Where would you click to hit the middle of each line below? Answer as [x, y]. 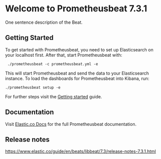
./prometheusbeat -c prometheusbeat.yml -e [53, 64]
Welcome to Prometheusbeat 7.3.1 [76, 9]
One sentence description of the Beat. [44, 22]
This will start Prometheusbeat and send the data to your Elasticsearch [77, 73]
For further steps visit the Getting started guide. [54, 96]
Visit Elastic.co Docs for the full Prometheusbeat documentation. [71, 124]
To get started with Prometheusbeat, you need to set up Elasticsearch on [79, 49]
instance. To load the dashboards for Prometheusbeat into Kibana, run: [77, 78]
